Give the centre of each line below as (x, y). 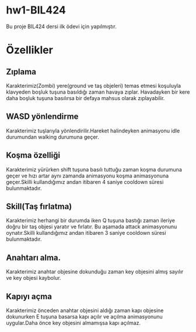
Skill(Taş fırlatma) (39, 206)
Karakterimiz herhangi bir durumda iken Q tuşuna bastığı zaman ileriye (90, 221)
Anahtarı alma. (34, 257)
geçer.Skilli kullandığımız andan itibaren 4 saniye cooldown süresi (85, 182)
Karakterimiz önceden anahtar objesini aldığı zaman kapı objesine (85, 310)
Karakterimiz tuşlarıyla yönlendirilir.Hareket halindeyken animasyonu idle (93, 131)
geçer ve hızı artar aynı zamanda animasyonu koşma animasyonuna (87, 176)
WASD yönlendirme (42, 117)
